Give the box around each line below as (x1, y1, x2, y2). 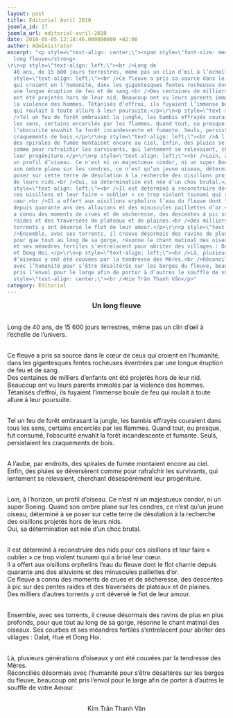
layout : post (7, 10, 45, 17)
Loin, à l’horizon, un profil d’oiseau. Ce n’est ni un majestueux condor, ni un (7, 495, 222, 504)
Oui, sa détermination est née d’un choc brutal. (7, 525, 141, 533)
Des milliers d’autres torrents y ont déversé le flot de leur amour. (7, 590, 191, 598)
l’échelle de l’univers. (7, 330, 67, 339)
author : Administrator (7, 42, 73, 49)
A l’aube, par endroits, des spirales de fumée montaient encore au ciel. (7, 460, 209, 468)
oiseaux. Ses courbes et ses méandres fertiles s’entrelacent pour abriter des (7, 625, 225, 634)
